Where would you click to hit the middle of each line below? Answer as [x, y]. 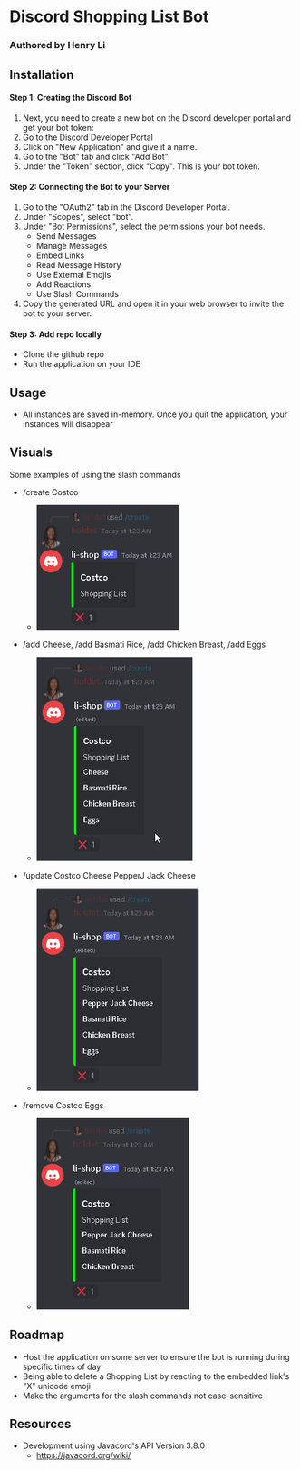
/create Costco [50, 492]
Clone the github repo [63, 354]
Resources [40, 1424]
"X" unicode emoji [56, 1386]
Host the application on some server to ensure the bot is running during [156, 1356]
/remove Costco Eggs [63, 1105]
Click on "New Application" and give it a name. [110, 146]
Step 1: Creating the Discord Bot [71, 98]
